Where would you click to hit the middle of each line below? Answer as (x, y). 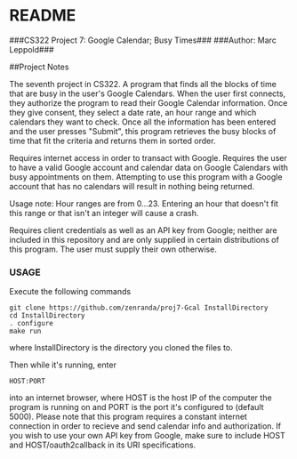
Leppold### (32, 49)
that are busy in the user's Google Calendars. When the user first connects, (148, 93)
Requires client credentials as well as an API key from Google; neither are (143, 230)
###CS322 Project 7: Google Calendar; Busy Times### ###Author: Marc (143, 40)
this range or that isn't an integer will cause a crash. (104, 213)
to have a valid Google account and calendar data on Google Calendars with (149, 167)
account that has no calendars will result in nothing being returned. (132, 186)
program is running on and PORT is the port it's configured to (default (136, 407)
